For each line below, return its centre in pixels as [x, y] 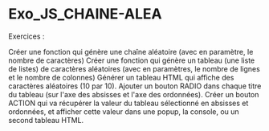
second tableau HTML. [46, 120]
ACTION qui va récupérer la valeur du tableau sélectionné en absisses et [128, 103]
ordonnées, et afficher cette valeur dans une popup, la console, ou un [124, 111]
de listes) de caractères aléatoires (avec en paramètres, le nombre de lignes [134, 68]
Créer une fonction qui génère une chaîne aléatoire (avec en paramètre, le [131, 51]
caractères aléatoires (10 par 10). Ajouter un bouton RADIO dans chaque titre [135, 86]
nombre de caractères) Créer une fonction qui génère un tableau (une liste [132, 60]
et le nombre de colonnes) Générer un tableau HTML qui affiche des [121, 77]
